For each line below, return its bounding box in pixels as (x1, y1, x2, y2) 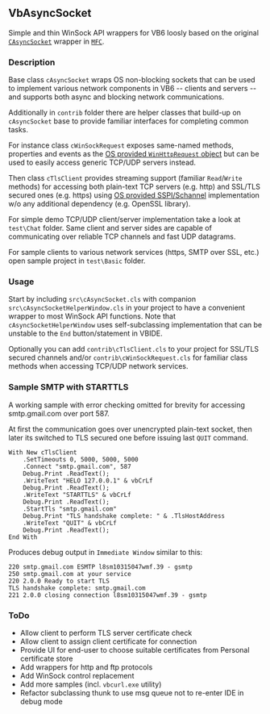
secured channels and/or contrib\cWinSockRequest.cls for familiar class (8, 353, 248, 362)
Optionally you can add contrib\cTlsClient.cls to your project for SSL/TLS (8, 344, 260, 354)
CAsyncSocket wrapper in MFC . (8, 36, 105, 46)
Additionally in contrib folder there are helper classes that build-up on (8, 108, 242, 118)
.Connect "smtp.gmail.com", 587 (23, 462, 131, 470)
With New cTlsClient (8, 448, 78, 457)
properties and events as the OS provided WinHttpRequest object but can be (8, 149, 260, 159)
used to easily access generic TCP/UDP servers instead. (8, 157, 196, 168)
